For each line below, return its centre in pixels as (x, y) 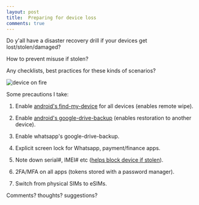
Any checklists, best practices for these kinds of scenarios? (81, 71)
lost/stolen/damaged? (33, 47)
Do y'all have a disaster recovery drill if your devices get (77, 41)
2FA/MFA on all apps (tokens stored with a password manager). (95, 172)
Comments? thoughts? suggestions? (52, 195)
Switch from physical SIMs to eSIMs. (61, 184)
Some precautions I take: (37, 95)
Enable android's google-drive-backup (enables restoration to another (103, 118)
